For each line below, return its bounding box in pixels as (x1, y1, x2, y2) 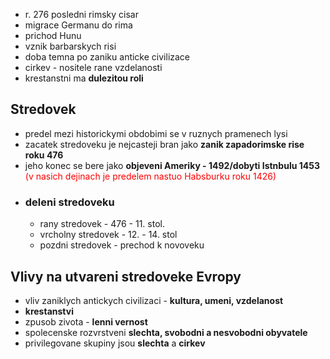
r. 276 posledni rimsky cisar (24, 9, 139, 20)
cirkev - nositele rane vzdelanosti (24, 62, 163, 73)
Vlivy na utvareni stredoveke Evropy (10, 268, 242, 285)
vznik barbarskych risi (24, 40, 117, 52)
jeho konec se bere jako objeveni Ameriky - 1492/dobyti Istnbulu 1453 (24, 159, 320, 171)
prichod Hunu (24, 30, 82, 41)
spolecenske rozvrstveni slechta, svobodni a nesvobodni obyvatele (24, 326, 308, 338)
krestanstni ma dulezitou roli (24, 72, 144, 84)
